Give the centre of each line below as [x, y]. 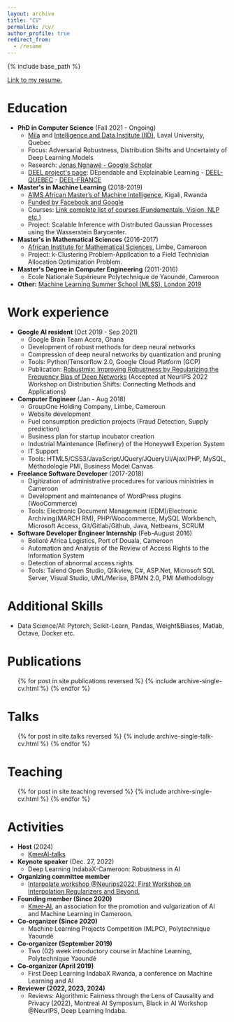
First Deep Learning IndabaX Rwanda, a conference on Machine [120, 973]
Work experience [58, 312]
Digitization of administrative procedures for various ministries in [121, 480]
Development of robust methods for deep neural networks [111, 347]
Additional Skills [55, 606]
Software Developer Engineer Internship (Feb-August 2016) [105, 533]
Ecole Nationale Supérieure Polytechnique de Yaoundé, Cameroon [123, 276]
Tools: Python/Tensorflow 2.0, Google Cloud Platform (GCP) [114, 361]
